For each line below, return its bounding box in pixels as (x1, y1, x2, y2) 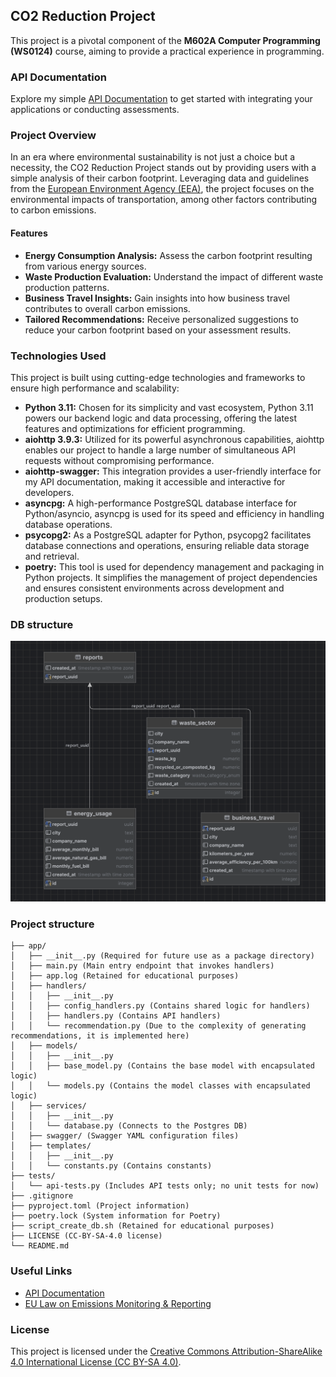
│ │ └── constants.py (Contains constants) (10, 1161, 213, 1171)
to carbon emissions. (10, 204, 97, 216)
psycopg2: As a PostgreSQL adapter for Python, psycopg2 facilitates (24, 529, 312, 541)
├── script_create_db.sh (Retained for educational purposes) (10, 1221, 275, 1231)
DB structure (10, 617, 74, 631)
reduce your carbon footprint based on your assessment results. (24, 324, 292, 336)
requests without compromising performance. (24, 454, 215, 466)
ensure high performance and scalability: (10, 382, 180, 394)
